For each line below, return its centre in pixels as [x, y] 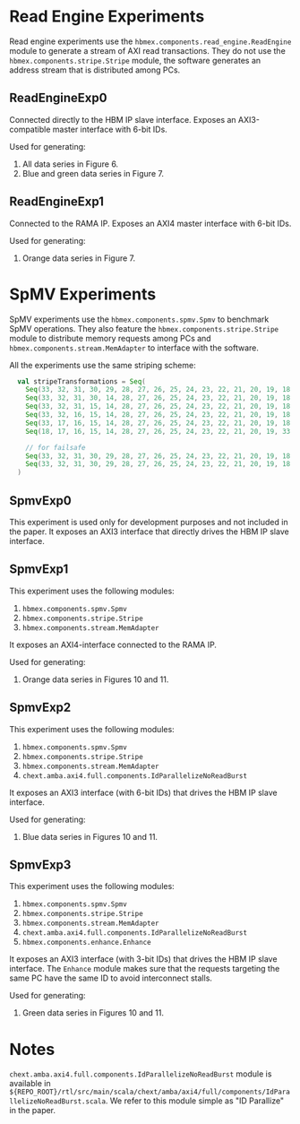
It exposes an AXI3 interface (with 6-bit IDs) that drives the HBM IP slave [143, 792]
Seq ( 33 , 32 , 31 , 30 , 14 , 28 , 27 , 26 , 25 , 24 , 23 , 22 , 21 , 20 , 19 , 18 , [160, 398]
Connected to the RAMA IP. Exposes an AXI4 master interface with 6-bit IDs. [150, 223]
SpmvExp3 [40, 865]
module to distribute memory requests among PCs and [111, 338]
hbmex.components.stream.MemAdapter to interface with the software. [134, 348]
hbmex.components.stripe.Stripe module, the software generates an [135, 60]
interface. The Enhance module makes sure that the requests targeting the [145, 969]
